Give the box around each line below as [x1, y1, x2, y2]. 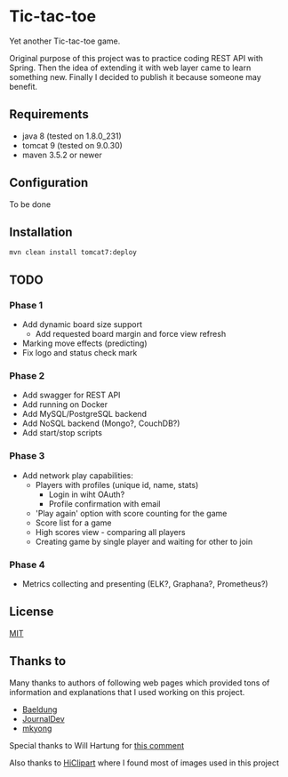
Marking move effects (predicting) [21, 338, 148, 348]
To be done [9, 198, 52, 210]
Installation [9, 224, 73, 239]
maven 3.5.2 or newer [21, 149, 102, 160]
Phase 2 [9, 369, 45, 381]
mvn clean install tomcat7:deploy [9, 248, 138, 257]
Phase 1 [9, 299, 44, 311]
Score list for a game [35, 517, 112, 528]
